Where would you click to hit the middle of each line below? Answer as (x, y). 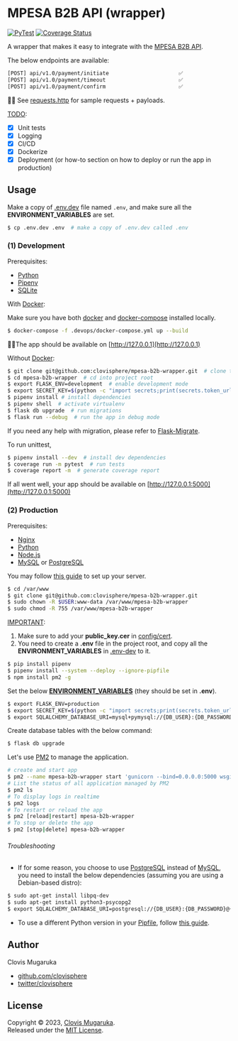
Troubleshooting (31, 846)
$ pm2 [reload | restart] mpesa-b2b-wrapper (71, 817)
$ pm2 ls (20, 790)
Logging (30, 136)
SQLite (27, 290)
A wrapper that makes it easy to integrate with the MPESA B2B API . (105, 46)
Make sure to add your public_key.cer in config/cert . (95, 636)
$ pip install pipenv (39, 664)
